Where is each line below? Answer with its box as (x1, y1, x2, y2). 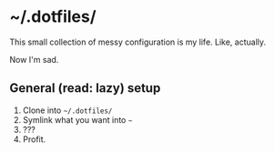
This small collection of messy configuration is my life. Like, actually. (9, 36, 267, 47)
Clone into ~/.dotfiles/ (22, 105, 113, 116)
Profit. (22, 134, 46, 145)
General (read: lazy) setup (9, 80, 161, 96)
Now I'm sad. (9, 54, 59, 65)
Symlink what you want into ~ (22, 114, 133, 125)
